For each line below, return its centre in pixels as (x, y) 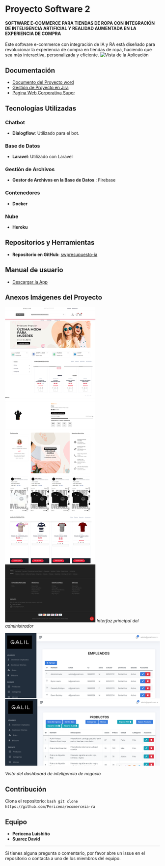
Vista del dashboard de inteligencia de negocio (53, 774)
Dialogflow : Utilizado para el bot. (46, 133)
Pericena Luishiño (31, 834)
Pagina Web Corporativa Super (43, 93)
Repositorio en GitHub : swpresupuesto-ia (55, 254)
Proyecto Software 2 (48, 9)
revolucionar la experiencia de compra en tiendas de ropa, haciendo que (79, 50)
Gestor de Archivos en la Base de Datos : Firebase (64, 180)
